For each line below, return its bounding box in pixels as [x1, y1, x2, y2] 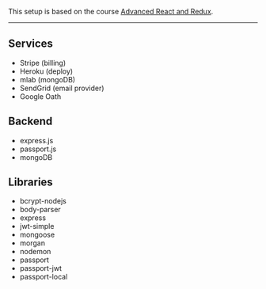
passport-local [19, 272, 68, 282]
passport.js [19, 144, 57, 154]
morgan [19, 238, 46, 248]
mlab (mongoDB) [19, 74, 76, 84]
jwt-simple [19, 222, 55, 231]
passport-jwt [19, 264, 62, 273]
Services [8, 37, 54, 51]
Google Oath [19, 91, 62, 101]
